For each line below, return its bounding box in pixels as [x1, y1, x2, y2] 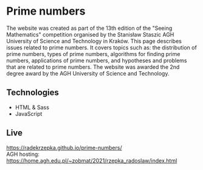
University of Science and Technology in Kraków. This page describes [6, 37, 182, 44]
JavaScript [15, 110, 43, 117]
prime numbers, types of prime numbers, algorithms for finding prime [6, 50, 181, 57]
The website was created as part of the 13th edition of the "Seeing [6, 24, 173, 32]
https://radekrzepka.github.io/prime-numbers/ [6, 144, 123, 151]
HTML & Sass [15, 104, 50, 111]
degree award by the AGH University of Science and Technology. [6, 69, 170, 77]
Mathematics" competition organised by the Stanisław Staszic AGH [6, 30, 174, 38]
